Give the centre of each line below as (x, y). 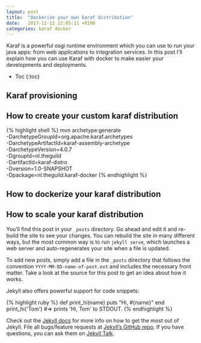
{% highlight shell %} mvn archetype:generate (64, 131)
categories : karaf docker (39, 29)
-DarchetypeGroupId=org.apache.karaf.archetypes (70, 137)
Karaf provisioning (42, 95)
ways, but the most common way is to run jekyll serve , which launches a (98, 242)
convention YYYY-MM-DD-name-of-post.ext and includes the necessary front (99, 266)
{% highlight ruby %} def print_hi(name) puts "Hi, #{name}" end (85, 302)
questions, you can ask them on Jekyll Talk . (60, 333)
